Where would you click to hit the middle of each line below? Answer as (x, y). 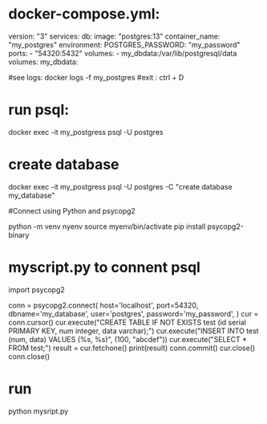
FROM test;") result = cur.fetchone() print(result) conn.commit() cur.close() (132, 348)
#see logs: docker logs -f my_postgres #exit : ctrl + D (96, 77)
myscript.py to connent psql (104, 267)
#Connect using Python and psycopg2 (72, 210)
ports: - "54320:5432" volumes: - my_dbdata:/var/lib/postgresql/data (123, 53)
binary (19, 234)
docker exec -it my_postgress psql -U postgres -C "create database (120, 186)
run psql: (39, 110)
